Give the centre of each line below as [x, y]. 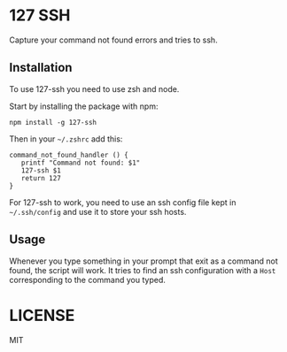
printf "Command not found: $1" [81, 163]
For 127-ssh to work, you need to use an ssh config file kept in [123, 202]
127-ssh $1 [41, 170]
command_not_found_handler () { [69, 155]
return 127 [41, 178]
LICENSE [42, 315]
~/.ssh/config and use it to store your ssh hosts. [98, 211]
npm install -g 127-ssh [53, 122]
